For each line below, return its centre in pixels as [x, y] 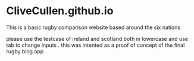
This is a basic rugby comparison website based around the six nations [93, 27]
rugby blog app [25, 51]
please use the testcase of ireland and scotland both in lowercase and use [97, 38]
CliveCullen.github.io [60, 11]
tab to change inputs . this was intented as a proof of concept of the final [96, 45]
